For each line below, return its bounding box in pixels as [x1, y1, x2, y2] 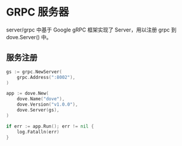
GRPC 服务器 [6, 5, 69, 19]
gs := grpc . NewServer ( [6, 69, 62, 75]
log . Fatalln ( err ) [17, 129, 60, 135]
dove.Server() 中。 [6, 33, 52, 40]
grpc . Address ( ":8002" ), [17, 74, 76, 80]
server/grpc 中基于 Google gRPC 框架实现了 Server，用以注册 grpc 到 [6, 26, 177, 33]
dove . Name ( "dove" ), [17, 96, 65, 102]
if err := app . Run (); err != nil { [6, 123, 94, 129]
